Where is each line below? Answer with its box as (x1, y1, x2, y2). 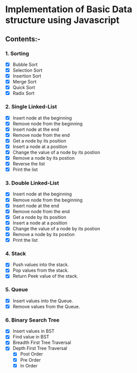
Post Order (20, 351, 43, 357)
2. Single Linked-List (5, 103, 57, 110)
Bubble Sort (12, 61, 38, 67)
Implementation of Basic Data (5, 4, 132, 15)
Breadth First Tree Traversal (12, 339, 71, 346)
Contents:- (5, 35, 41, 43)
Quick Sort (12, 84, 36, 91)
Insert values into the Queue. (12, 298, 74, 304)
